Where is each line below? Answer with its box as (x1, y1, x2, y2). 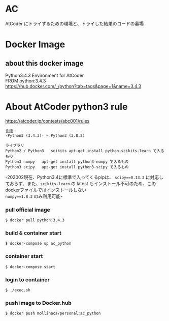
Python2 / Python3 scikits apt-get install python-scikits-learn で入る (5, 148, 164, 153)
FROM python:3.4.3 (5, 77, 46, 84)
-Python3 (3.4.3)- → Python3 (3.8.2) (5, 133, 85, 138)
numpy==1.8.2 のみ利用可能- (5, 193, 63, 199)
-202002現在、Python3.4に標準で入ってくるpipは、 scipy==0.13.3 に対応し (5, 174, 164, 180)
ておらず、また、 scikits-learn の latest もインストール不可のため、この (5, 180, 156, 186)
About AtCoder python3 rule (5, 101, 128, 112)
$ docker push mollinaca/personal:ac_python (5, 311, 101, 316)
